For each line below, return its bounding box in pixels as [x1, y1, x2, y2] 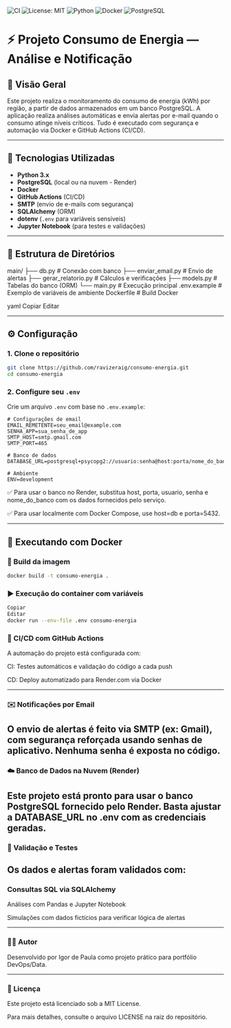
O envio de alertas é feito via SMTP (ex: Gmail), [7, 723, 212, 736]
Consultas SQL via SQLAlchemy [7, 885, 116, 894]
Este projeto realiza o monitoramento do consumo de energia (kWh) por [7, 97, 211, 105]
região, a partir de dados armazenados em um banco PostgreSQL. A [7, 104, 201, 112]
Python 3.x [16, 171, 49, 179]
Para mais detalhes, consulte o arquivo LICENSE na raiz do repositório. [7, 1012, 208, 1021]
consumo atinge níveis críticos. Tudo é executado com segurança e [7, 119, 199, 127]
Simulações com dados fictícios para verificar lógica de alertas [7, 914, 186, 922]
